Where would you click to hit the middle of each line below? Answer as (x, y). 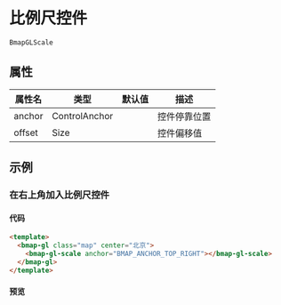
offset (26, 132)
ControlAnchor (83, 116)
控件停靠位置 (184, 116)
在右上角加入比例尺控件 (59, 195)
